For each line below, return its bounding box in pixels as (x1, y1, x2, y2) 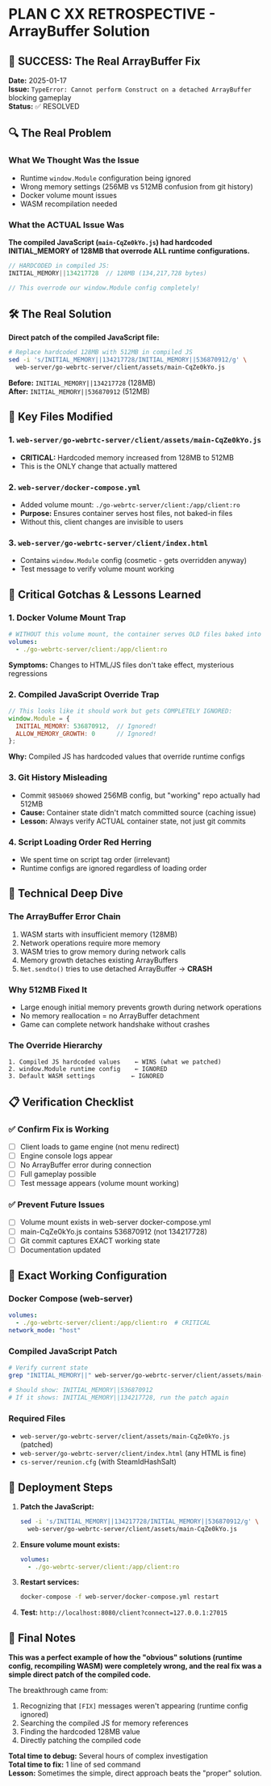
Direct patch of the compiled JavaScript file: (8, 332, 160, 342)
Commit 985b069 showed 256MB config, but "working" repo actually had (19, 790, 261, 800)
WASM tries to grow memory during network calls (19, 946, 186, 956)
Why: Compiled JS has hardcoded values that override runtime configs (8, 751, 245, 761)
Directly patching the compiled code (19, 1736, 141, 1746)
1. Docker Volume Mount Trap (8, 612, 127, 623)
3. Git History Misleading (8, 772, 107, 783)
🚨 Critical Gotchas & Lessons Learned (8, 587, 202, 601)
